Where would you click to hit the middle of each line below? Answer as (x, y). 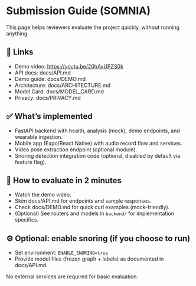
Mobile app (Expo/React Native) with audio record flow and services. (98, 143)
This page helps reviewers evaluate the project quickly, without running (93, 27)
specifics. (27, 220)
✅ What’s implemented (49, 116)
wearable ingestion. (39, 136)
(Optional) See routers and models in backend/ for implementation (94, 213)
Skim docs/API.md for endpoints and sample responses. (83, 201)
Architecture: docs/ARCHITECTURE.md (63, 85)
